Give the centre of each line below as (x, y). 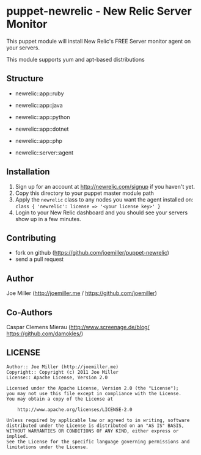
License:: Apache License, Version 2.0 (57, 377)
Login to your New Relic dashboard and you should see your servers (101, 213)
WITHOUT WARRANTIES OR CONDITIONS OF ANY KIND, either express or (93, 431)
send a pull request (39, 259)
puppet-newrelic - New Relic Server (99, 11)
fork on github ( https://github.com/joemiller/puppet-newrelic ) (92, 253)
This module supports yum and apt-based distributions (75, 59)
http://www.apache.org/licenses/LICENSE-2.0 (75, 409)
